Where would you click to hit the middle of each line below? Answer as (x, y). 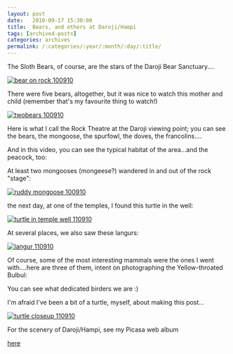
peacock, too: (27, 157)
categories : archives (39, 40)
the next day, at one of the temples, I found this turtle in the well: (100, 206)
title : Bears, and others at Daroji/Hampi (72, 27)
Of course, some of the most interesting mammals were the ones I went (111, 260)
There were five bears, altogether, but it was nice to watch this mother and (115, 94)
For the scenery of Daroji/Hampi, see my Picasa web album (93, 329)
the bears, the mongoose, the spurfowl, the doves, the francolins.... (105, 136)
